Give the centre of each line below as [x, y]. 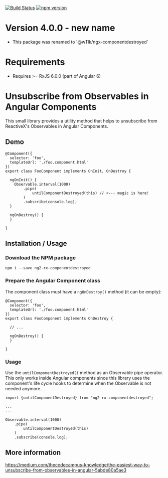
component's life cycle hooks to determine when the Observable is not [78, 383]
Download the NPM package [41, 257]
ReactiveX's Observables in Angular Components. [57, 126]
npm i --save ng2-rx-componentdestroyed [48, 268]
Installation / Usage [36, 244]
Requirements [35, 62]
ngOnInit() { [23, 180]
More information [33, 453]
